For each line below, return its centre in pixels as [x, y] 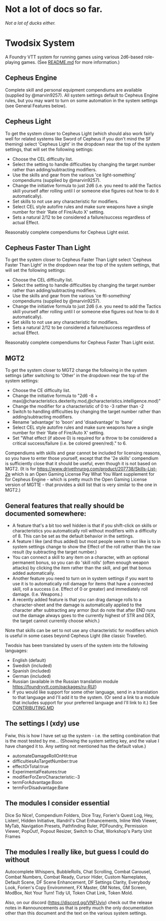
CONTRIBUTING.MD [33, 708]
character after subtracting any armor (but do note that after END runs [84, 610]
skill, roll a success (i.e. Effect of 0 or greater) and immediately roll [80, 589]
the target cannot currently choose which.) [56, 621]
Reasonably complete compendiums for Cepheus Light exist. [67, 232]
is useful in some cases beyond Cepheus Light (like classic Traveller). [76, 636]
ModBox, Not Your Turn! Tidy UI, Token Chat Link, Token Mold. [69, 893]
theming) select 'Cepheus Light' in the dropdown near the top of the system [83, 144]
